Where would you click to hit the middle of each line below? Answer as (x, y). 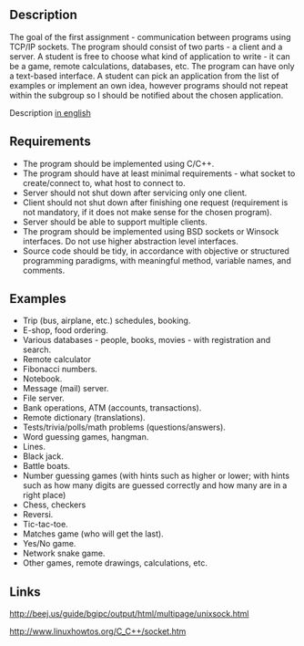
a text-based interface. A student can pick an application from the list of (144, 76)
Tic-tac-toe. (45, 525)
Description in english (50, 112)
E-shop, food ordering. (66, 330)
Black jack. (43, 456)
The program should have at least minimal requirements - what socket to (159, 173)
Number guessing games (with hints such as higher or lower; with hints (156, 476)
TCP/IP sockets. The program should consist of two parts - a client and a (146, 47)
